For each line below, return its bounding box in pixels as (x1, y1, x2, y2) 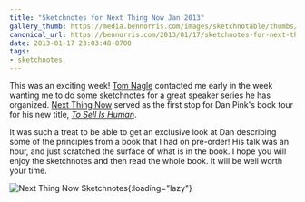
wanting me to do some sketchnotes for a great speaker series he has (9, 90, 271, 101)
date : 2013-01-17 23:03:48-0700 (9, 38, 132, 48)
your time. (9, 165, 47, 176)
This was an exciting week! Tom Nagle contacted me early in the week (9, 81, 273, 91)
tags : (9, 47, 30, 56)
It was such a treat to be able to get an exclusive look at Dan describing (9, 127, 277, 137)
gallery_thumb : (9, 22, 67, 31)
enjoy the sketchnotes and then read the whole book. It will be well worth (9, 156, 283, 166)
